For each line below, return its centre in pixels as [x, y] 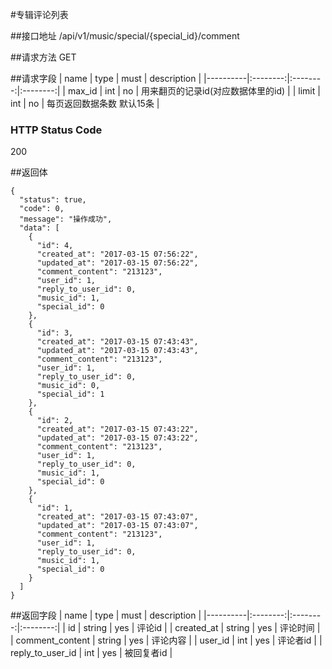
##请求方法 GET [43, 57]
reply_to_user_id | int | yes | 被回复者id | [91, 653]
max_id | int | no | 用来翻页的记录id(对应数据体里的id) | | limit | [194, 91]
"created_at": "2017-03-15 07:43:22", [117, 429]
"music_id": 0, [68, 386]
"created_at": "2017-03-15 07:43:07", [117, 517]
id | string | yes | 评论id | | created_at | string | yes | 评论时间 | [194, 628]
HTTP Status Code [56, 130]
